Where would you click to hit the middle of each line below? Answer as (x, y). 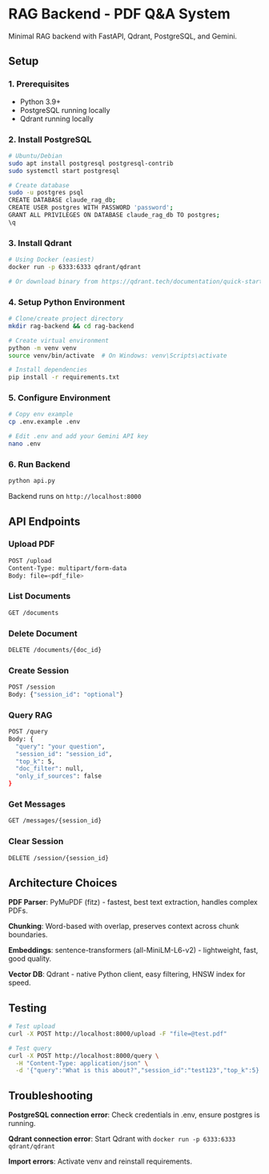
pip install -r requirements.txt (64, 377)
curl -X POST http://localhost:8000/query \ (84, 1055)
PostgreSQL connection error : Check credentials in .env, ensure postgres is (134, 1115)
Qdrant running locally (56, 119)
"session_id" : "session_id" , (64, 754)
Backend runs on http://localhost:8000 (75, 497)
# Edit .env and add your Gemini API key (78, 436)
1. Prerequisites (39, 84)
